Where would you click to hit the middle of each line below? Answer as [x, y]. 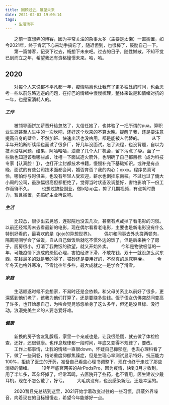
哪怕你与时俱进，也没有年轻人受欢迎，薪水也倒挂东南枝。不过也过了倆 [87, 176]
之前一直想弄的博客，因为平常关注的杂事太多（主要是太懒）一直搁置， [87, 39]
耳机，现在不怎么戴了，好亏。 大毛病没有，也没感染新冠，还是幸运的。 [83, 380]
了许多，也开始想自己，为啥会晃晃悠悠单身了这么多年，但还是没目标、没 [80, 304]
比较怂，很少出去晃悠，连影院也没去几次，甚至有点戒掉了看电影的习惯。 [89, 221]
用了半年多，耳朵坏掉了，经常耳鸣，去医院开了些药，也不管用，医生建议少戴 [84, 374]
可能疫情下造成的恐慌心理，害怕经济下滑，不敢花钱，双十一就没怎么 [84, 252]
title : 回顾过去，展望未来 [30, 10]
